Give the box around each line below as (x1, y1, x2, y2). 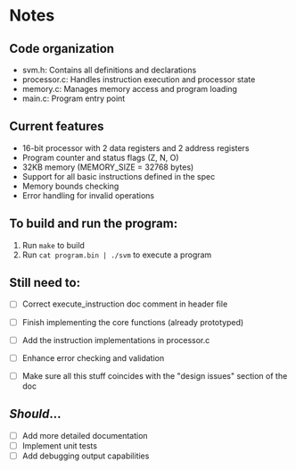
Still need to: (9, 275, 81, 290)
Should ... (9, 407, 62, 422)
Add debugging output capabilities (21, 450, 150, 461)
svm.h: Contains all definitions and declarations (21, 64, 197, 75)
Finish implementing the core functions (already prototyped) (21, 316, 244, 327)
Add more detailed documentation (21, 430, 149, 441)
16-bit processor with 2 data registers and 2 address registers (21, 142, 250, 153)
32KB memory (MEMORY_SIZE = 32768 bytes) (21, 162, 194, 172)
